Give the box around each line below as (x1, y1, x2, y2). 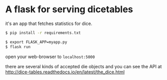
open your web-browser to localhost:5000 (5, 54, 96, 60)
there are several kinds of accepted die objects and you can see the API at (5, 63, 162, 69)
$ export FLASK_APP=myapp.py (5, 39, 67, 44)
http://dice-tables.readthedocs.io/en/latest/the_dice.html (5, 69, 125, 75)
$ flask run (5, 44, 31, 49)
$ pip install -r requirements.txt (5, 30, 81, 35)
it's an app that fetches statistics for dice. (5, 20, 92, 26)
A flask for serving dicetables (5, 4, 133, 15)
